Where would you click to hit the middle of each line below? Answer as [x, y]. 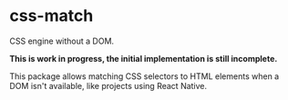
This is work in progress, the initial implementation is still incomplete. [144, 58]
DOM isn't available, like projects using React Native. [108, 85]
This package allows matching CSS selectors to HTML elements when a [144, 76]
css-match [51, 16]
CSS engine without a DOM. [62, 41]
